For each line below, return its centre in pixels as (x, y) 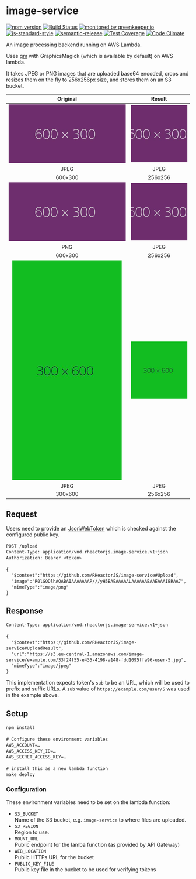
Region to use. (32, 832)
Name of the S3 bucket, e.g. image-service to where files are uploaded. (100, 820)
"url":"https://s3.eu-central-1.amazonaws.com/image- (78, 654)
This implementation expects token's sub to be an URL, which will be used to (98, 683)
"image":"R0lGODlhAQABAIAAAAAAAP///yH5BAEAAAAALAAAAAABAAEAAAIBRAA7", (99, 581)
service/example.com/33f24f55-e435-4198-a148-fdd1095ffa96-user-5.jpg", (96, 660)
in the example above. (33, 695)
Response (25, 611)
